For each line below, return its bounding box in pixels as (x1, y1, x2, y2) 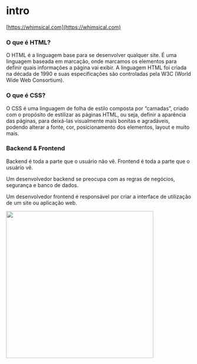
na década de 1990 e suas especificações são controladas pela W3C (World (6, 71, 191, 78)
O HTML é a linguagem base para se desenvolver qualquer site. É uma (6, 52, 177, 59)
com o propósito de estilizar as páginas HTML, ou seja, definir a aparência (6, 111, 186, 118)
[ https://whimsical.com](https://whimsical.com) (6, 24, 121, 31)
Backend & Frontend (6, 144, 65, 152)
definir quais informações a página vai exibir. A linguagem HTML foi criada (6, 64, 187, 71)
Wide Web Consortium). (6, 76, 65, 84)
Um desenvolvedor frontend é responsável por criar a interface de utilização (6, 193, 191, 200)
